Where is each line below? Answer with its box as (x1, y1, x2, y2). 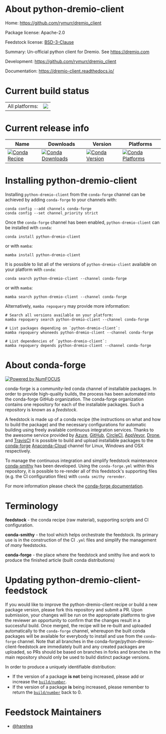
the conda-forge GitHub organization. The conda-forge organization (5, 396, 144, 402)
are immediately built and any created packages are (39, 644, 145, 650)
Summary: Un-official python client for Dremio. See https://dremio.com (5, 49, 150, 55)
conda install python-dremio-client (5, 234, 81, 239)
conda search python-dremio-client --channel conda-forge (5, 276, 127, 281)
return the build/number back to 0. (12, 689, 82, 695)
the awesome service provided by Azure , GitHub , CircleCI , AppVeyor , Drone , (5, 432, 161, 438)
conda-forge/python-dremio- (94, 638, 154, 644)
